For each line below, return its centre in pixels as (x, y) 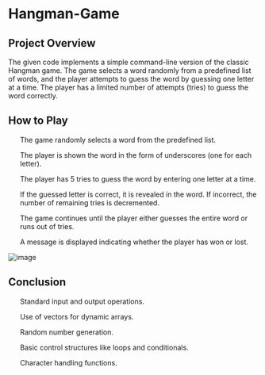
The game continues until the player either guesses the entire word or (134, 218)
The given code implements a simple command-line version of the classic (129, 62)
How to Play (38, 121)
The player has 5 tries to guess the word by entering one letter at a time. (138, 178)
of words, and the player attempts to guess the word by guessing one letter (131, 79)
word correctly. (33, 96)
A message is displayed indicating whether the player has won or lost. (134, 242)
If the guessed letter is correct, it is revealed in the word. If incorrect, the (138, 194)
